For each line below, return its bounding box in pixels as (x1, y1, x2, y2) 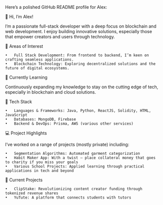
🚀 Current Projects (5, 177, 43, 183)
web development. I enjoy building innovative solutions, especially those (5, 29, 152, 34)
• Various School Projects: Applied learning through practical (5, 164, 145, 169)
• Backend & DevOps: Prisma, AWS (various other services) (5, 121, 134, 126)
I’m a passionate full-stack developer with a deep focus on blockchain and (5, 23, 157, 29)
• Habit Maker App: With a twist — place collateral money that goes (5, 155, 156, 160)
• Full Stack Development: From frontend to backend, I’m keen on (5, 53, 149, 58)
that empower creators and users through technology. (5, 34, 115, 39)
